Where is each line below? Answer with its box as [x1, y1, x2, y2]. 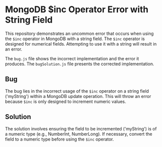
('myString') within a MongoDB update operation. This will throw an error [5, 93, 151, 99]
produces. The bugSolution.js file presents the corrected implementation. [5, 61, 155, 67]
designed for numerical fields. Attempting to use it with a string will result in [5, 41, 157, 47]
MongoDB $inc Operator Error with [5, 4, 149, 15]
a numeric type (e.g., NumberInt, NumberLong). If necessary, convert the [5, 131, 153, 137]
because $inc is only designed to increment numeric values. [5, 98, 126, 104]
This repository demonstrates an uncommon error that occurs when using [5, 30, 154, 36]
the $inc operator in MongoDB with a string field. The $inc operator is [5, 36, 145, 42]
